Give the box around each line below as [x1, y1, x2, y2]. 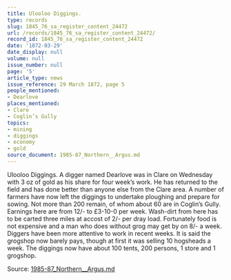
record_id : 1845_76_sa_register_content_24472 [7, 36, 143, 43]
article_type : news [7, 74, 63, 82]
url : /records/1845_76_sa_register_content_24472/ [7, 29, 156, 37]
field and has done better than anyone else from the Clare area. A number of [7, 185, 224, 194]
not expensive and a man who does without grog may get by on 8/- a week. [7, 222, 222, 230]
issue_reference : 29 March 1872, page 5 [7, 81, 125, 88]
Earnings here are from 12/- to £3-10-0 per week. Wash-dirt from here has [7, 207, 219, 215]
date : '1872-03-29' [7, 42, 63, 49]
